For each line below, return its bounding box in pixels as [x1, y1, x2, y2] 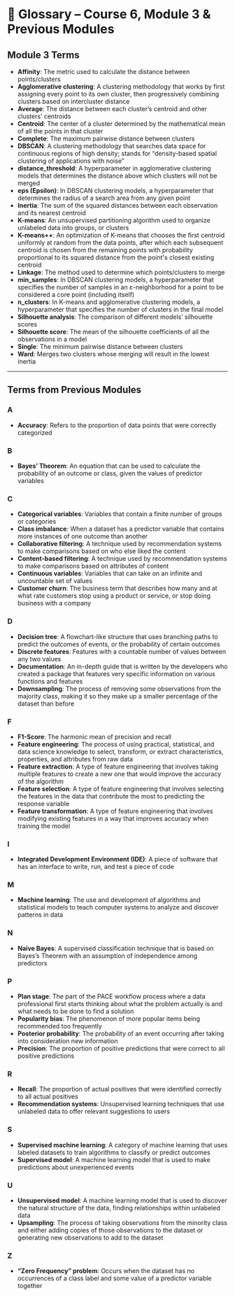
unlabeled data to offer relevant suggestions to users [17, 1108, 170, 1116]
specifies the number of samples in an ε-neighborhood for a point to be [17, 283, 224, 291]
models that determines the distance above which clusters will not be [17, 171, 218, 180]
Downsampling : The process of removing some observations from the [17, 685, 222, 693]
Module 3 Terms [7, 49, 80, 61]
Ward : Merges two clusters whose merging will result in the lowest [17, 350, 210, 358]
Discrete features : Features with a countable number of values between [17, 647, 226, 656]
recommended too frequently [17, 1022, 103, 1031]
